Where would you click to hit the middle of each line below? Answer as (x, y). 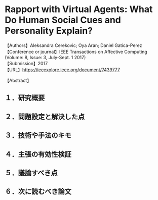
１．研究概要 (25, 98)
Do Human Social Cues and (63, 20)
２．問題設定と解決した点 (45, 116)
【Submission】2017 (26, 63)
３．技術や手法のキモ (38, 136)
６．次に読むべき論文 (38, 192)
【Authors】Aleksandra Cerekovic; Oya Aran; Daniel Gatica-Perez (73, 45)
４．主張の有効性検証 (38, 154)
